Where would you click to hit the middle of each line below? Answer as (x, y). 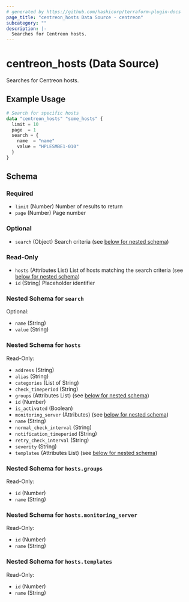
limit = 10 (25, 124)
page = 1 (24, 130)
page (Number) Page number (50, 213)
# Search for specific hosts (43, 113)
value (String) (32, 330)
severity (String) (36, 446)
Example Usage (36, 99)
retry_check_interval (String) (52, 440)
